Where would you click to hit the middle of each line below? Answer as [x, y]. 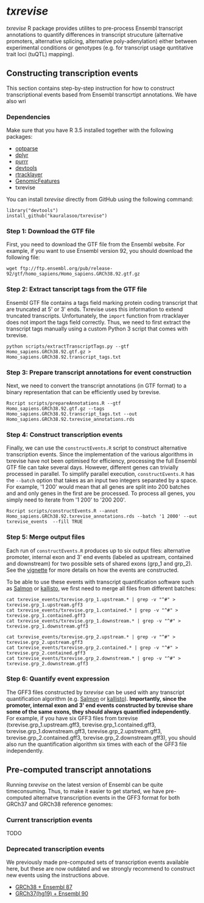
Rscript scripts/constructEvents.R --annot [62, 511]
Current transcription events [49, 820]
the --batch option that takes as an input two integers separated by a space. [102, 480]
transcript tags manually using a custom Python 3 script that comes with [97, 329]
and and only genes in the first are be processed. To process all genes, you [101, 494]
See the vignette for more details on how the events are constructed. [93, 570]
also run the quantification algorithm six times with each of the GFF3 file [97, 744]
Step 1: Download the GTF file [51, 231]
